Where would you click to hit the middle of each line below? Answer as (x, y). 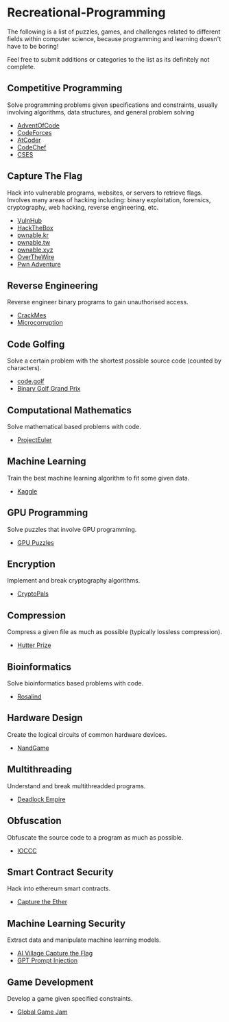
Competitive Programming (65, 88)
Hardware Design (45, 718)
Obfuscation (34, 821)
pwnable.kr (33, 235)
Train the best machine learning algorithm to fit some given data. (98, 478)
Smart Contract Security (61, 872)
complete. (21, 66)
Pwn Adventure (39, 264)
